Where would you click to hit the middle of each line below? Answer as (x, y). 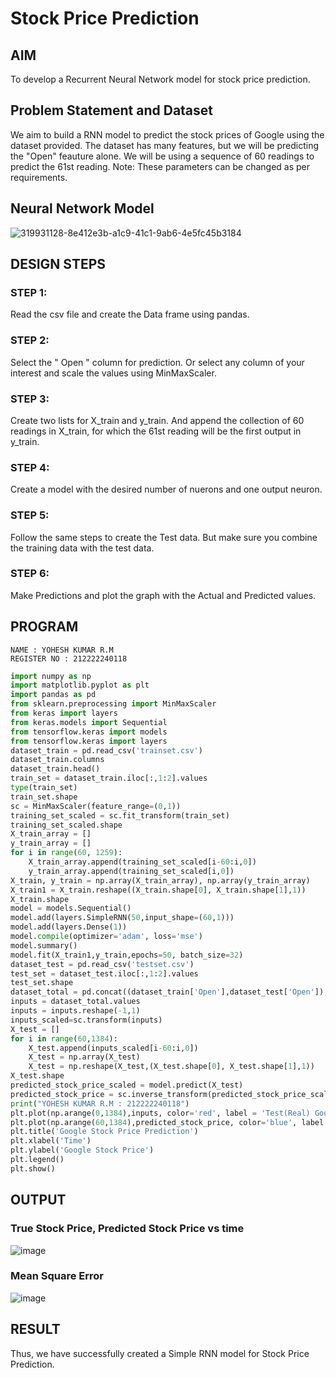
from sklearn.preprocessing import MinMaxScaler (113, 704)
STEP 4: (30, 467)
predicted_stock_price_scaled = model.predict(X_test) (127, 1085)
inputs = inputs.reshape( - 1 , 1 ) (75, 1011)
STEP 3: (30, 399)
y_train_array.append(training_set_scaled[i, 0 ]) (131, 871)
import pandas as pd (53, 695)
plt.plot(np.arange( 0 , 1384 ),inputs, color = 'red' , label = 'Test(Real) (160, 1113)
